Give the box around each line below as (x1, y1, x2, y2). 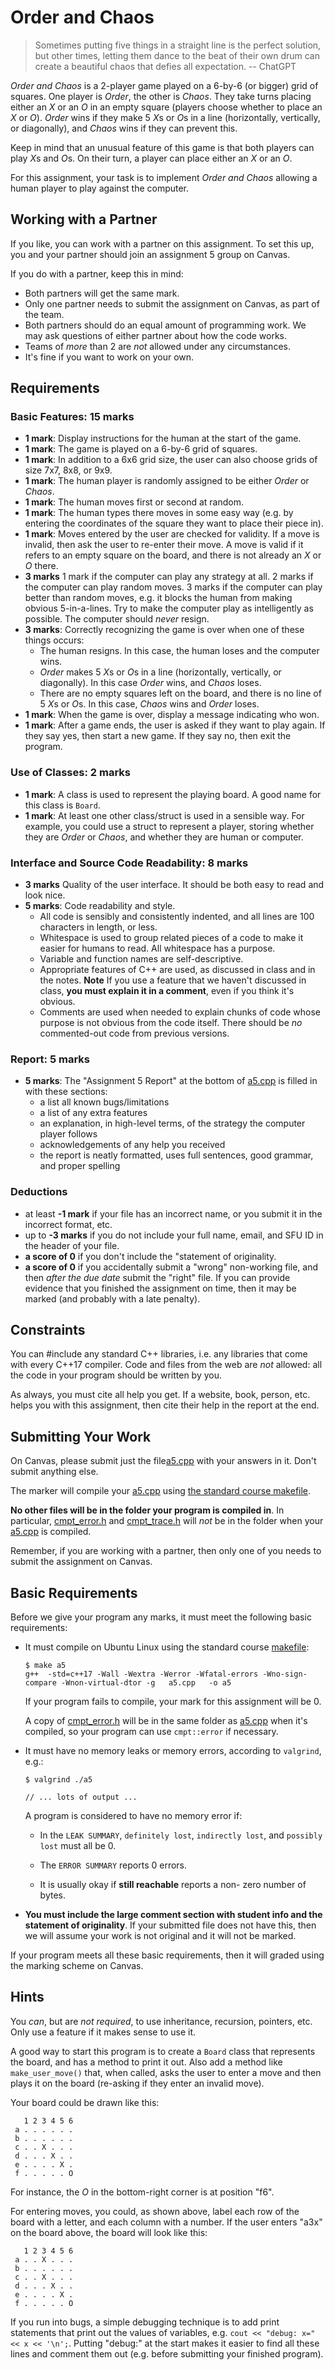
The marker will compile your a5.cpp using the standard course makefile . (10, 1485, 312, 1497)
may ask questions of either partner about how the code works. (24, 329, 287, 341)
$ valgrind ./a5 (24, 1775, 93, 1785)
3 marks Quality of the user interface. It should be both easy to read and (24, 879, 325, 891)
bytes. (39, 1889, 66, 1901)
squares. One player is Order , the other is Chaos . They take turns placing (10, 90, 312, 102)
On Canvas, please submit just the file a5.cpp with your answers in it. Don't (10, 1455, 317, 1467)
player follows (39, 1128, 98, 1140)
